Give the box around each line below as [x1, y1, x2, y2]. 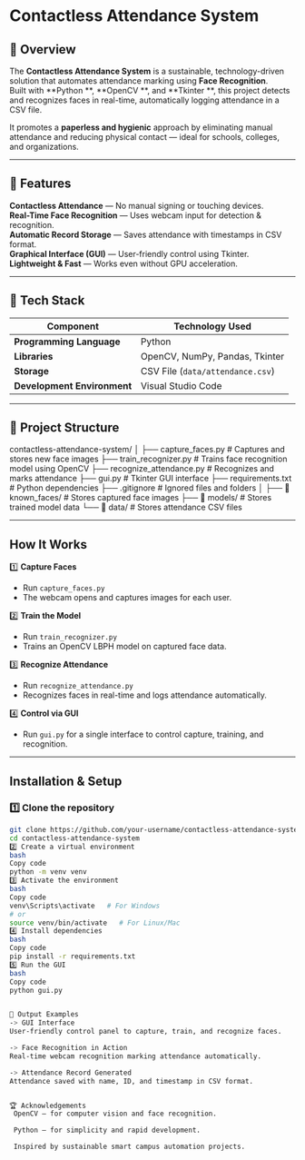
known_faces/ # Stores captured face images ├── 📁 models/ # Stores [9, 492, 272, 503]
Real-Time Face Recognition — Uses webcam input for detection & [9, 210, 261, 221]
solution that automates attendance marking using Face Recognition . [9, 75, 269, 86]
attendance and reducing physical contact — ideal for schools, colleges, [9, 132, 280, 142]
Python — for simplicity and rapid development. [13, 1125, 202, 1135]
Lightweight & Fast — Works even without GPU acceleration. [9, 258, 239, 269]
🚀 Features [9, 176, 72, 192]
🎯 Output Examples [9, 1010, 79, 1019]
